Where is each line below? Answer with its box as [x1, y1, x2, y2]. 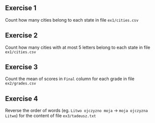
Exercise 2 [5, 31, 38, 40]
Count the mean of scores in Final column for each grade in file [5, 76, 134, 82]
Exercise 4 [5, 94, 38, 103]
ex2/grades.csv [5, 81, 36, 86]
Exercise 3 [5, 63, 38, 71]
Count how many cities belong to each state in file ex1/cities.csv [5, 17, 139, 23]
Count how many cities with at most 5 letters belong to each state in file [5, 44, 151, 50]
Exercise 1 [5, 4, 37, 12]
